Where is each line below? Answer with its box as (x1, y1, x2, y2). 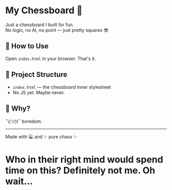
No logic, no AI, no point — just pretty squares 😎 (5, 27, 109, 33)
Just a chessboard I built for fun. (5, 22, 74, 28)
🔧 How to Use (5, 42, 49, 51)
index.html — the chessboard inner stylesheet (12, 84, 111, 90)
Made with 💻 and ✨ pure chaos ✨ (5, 134, 78, 140)
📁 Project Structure (5, 70, 68, 79)
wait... (5, 175, 33, 187)
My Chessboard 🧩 (5, 5, 83, 16)
